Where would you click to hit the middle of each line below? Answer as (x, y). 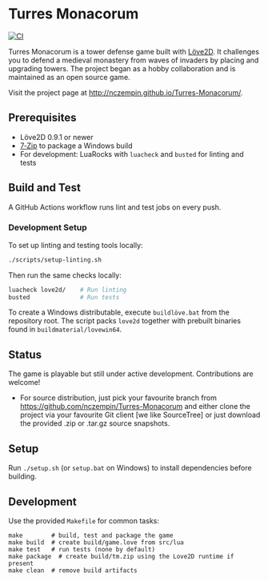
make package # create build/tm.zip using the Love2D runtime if (121, 556)
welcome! (24, 383)
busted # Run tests (64, 297)
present (21, 563)
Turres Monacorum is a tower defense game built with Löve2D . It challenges (134, 51)
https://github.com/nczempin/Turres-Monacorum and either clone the (135, 407)
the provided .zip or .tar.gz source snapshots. (95, 423)
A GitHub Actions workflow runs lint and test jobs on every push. (115, 207)
